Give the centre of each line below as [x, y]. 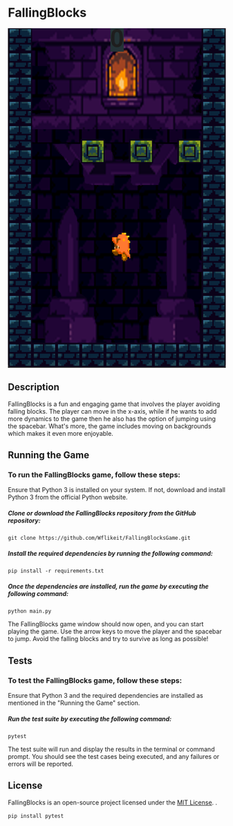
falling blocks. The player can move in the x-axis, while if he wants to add [112, 411]
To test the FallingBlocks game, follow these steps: [95, 680]
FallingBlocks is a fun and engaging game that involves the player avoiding [114, 404]
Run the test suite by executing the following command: [90, 719]
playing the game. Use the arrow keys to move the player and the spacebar [115, 631]
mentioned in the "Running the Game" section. [74, 703]
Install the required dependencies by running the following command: [110, 553]
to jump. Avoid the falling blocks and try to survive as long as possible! [108, 639]
